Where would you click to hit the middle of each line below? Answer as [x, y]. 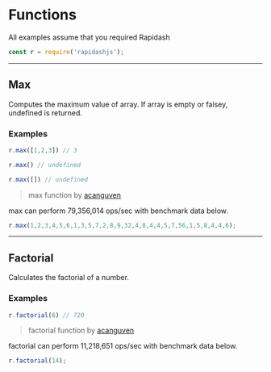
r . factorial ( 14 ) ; [38, 361]
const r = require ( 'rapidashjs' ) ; [67, 52]
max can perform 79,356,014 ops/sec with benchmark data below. [118, 211]
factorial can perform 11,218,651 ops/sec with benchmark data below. [123, 346]
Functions [42, 15]
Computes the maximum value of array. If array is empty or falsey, [118, 104]
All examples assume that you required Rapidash [90, 37]
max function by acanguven [74, 194]
